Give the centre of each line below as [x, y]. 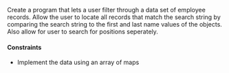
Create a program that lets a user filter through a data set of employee [107, 10]
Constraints [24, 47]
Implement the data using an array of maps [78, 62]
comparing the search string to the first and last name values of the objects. [115, 24]
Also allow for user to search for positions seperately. [83, 31]
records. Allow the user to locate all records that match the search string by [114, 17]
